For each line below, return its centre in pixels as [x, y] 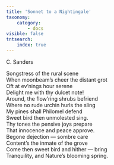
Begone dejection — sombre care [47, 136]
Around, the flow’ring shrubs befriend [52, 98]
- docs [36, 28]
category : [29, 23]
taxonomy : [18, 17]
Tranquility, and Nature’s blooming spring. [57, 155]
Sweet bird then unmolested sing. [47, 117]
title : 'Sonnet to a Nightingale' [49, 12]
